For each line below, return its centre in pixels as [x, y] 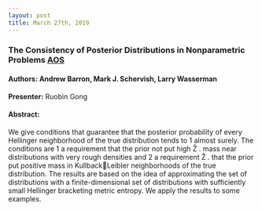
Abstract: [24, 114]
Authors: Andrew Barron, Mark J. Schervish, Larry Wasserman [113, 79]
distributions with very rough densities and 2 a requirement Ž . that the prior [131, 157]
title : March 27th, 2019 [49, 23]
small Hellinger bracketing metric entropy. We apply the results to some [124, 191]
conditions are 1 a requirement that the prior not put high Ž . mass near [123, 148]
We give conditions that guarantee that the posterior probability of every [125, 131]
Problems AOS [37, 60]
